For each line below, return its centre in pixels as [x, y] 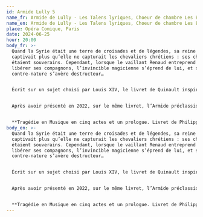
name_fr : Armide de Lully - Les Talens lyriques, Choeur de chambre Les [100, 18]
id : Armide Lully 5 [31, 12]
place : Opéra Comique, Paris [43, 29]
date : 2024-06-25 [28, 34]
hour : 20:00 [21, 40]
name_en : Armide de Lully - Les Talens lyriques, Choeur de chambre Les [100, 23]
